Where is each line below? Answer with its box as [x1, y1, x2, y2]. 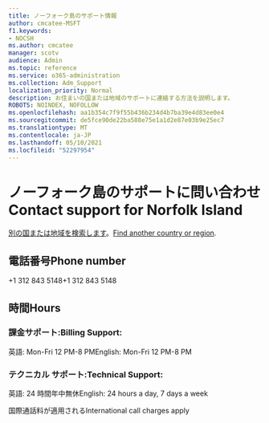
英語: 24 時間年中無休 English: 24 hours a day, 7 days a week [8, 388, 209, 398]
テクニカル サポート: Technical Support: [8, 368, 163, 380]
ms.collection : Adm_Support [8, 79, 103, 87]
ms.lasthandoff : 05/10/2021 [8, 138, 103, 147]
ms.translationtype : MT [8, 124, 88, 132]
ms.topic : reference [8, 64, 78, 72]
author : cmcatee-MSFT [8, 19, 81, 27]
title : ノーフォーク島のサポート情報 [8, 11, 117, 20]
